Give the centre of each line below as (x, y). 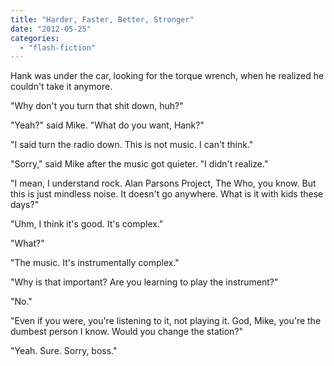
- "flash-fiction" (58, 47)
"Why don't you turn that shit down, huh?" (97, 106)
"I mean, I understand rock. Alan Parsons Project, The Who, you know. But (163, 183)
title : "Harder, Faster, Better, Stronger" (102, 19)
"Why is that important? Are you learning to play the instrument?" (144, 282)
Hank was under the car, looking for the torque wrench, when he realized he (167, 76)
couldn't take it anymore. (61, 87)
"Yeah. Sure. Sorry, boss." (64, 351)
